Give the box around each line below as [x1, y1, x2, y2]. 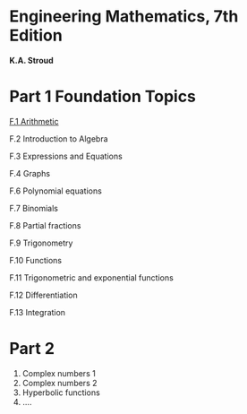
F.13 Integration [9, 306, 65, 317]
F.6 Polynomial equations [9, 185, 103, 196]
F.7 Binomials [9, 203, 59, 213]
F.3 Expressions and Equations [9, 151, 123, 161]
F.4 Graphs [9, 168, 51, 178]
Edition [9, 25, 63, 46]
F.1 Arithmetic [9, 116, 59, 126]
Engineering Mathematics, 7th [9, 6, 239, 27]
